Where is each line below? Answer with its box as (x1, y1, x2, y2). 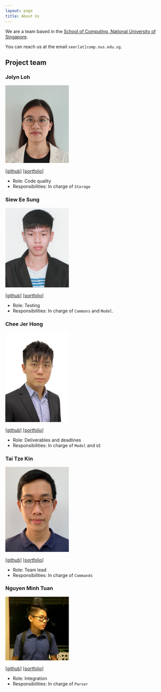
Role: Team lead (12, 567, 47, 573)
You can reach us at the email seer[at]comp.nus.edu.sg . (5, 43, 122, 49)
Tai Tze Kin (5, 455, 33, 462)
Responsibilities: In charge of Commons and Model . (12, 308, 114, 314)
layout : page (5, 8, 33, 13)
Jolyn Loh (5, 73, 30, 80)
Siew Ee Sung (5, 196, 40, 203)
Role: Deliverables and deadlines (12, 437, 81, 443)
